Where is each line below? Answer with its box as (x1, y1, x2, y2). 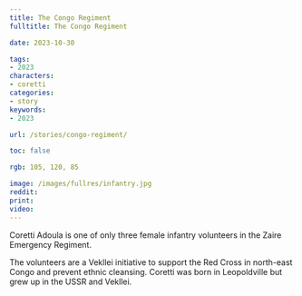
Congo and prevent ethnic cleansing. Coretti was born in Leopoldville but (9, 266, 283, 277)
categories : (9, 88, 54, 97)
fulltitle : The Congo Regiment (9, 22, 128, 31)
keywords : (9, 105, 47, 114)
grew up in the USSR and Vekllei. (9, 276, 132, 287)
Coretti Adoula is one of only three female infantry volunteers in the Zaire (9, 229, 282, 241)
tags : (9, 54, 30, 64)
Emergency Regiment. (9, 239, 93, 250)
